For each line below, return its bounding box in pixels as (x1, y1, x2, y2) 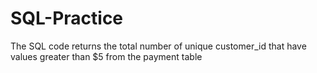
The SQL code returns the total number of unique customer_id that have (10, 40, 307, 52)
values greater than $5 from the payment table (10, 50, 203, 62)
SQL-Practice (10, 7, 124, 30)
